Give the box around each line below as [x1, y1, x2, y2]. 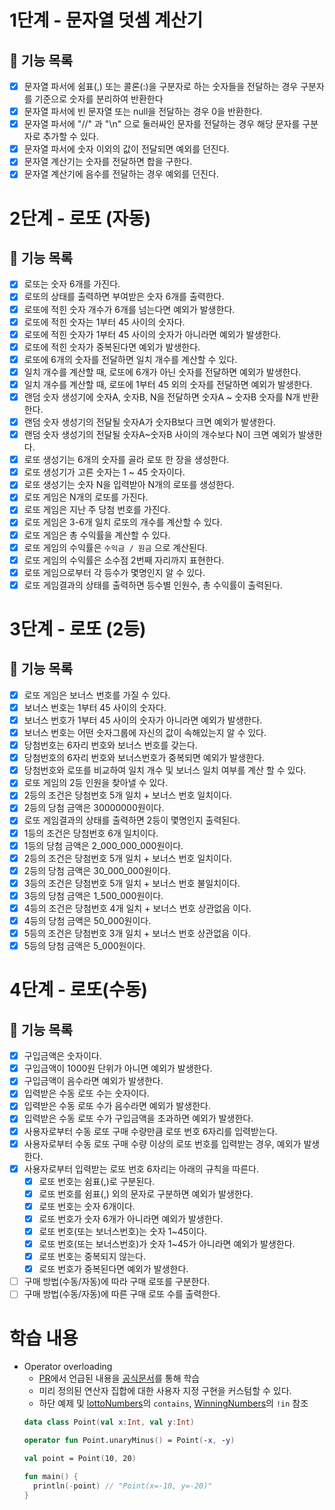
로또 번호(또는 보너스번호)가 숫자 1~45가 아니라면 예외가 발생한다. [38, 1238, 296, 1250]
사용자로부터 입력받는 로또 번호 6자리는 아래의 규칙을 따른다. [23, 1162, 259, 1175]
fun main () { [23, 1471, 79, 1481]
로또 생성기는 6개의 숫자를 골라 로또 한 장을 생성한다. [23, 454, 230, 466]
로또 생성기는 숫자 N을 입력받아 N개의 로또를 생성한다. [23, 479, 235, 491]
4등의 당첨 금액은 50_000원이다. [23, 914, 152, 926]
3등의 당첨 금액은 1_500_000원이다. [23, 889, 164, 901]
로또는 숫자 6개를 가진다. [23, 278, 121, 290]
